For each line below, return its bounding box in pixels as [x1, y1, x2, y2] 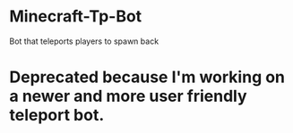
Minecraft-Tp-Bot [9, 6, 142, 27]
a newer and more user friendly [9, 87, 248, 106]
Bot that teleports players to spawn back [9, 36, 159, 46]
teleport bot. [9, 105, 105, 126]
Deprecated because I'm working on [9, 67, 285, 87]
